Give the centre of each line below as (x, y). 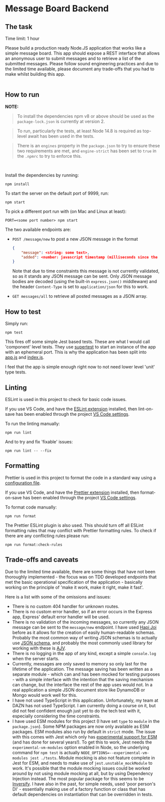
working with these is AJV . (39, 648)
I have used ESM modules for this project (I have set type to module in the (86, 721)
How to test (23, 312)
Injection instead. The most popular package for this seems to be (78, 778)
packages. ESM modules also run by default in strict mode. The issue (84, 731)
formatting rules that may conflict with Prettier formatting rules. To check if (81, 530)
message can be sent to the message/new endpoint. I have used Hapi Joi (84, 627)
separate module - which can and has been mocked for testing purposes (86, 674)
